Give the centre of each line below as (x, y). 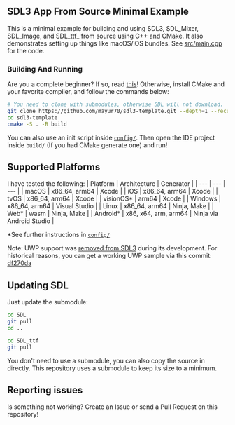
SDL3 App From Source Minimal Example (98, 12)
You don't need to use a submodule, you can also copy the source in (106, 360)
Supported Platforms (54, 167)
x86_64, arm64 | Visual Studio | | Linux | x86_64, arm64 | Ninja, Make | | (111, 206)
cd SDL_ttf (23, 340)
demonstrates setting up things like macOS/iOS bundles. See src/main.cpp (115, 43)
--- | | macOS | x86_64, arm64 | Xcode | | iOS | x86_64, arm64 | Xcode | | (113, 191)
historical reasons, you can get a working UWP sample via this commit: (109, 256)
